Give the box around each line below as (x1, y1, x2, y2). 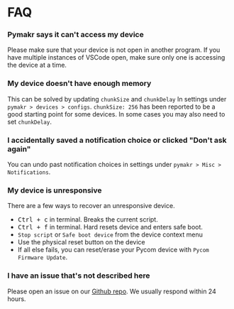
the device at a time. (7, 61, 67, 70)
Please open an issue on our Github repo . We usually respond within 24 (7, 287, 216, 296)
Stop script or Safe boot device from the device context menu (17, 230, 204, 239)
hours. (7, 294, 26, 303)
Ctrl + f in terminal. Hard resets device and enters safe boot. (17, 223, 204, 232)
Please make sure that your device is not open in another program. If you (7, 45, 221, 54)
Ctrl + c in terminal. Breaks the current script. (17, 215, 158, 224)
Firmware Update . (17, 253, 68, 261)
